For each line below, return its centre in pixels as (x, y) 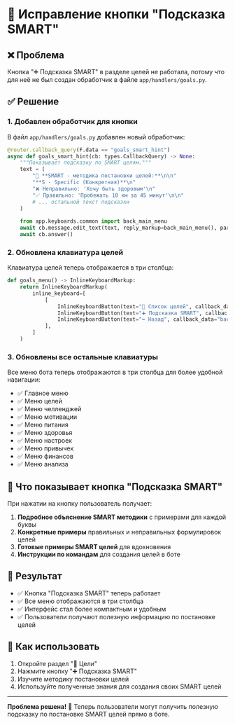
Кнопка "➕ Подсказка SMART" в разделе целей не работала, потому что (116, 72)
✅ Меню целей (40, 401)
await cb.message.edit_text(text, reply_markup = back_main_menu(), (119, 228)
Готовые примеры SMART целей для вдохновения (94, 547)
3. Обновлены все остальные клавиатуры (83, 357)
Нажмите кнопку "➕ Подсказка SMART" (77, 671)
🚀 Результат (35, 576)
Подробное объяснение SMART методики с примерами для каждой (122, 517)
